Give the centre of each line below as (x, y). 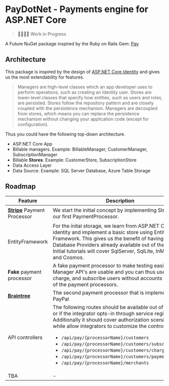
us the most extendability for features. (45, 77)
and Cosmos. (68, 257)
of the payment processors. (85, 284)
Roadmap (21, 187)
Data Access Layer (32, 165)
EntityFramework (28, 241)
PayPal (61, 299)
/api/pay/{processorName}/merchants (105, 363)
